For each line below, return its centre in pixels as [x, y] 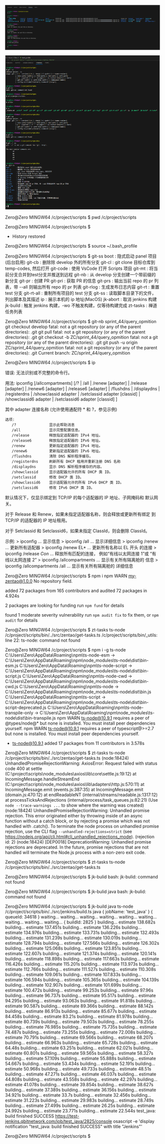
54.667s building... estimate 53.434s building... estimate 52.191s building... [80, 1064]
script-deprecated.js [26, 707]
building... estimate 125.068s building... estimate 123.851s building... [74, 948]
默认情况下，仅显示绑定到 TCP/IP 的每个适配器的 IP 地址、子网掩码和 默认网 [82, 497]
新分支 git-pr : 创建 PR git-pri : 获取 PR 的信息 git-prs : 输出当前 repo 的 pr [79, 281]
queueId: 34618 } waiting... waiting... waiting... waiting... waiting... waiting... [81, 917]
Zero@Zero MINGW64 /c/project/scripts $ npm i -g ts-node [66, 650]
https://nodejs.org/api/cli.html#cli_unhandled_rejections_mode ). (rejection [80, 837]
